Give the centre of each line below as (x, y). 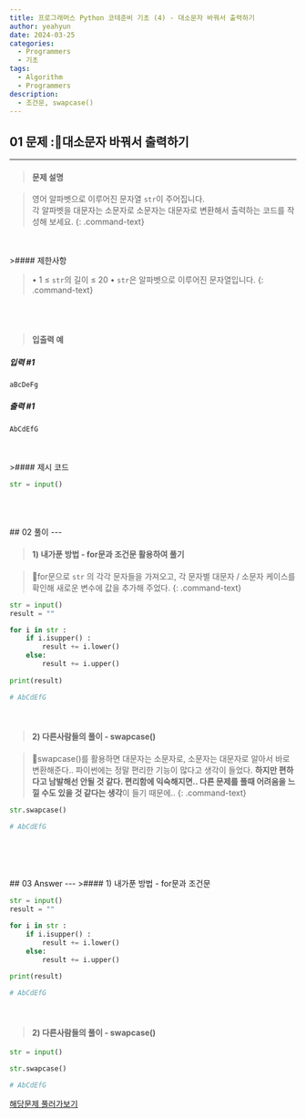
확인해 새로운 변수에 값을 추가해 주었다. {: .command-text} (137, 588)
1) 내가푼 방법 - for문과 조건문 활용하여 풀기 (108, 554)
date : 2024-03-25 (42, 35)
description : (34, 94)
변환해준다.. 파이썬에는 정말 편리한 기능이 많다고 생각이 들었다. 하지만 (154, 770)
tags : (20, 69)
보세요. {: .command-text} (97, 222)
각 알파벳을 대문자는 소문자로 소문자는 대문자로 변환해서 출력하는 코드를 (158, 210)
